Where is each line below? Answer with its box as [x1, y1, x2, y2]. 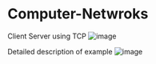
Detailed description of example [7, 46, 113, 56]
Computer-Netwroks [7, 5, 149, 23]
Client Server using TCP [7, 31, 87, 41]
